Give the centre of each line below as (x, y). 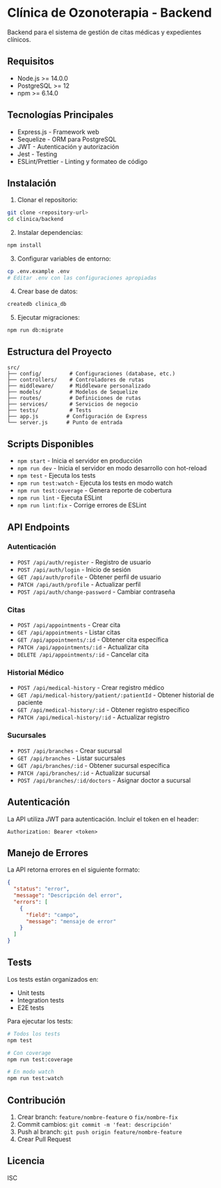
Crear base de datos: (47, 291)
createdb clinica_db (37, 304)
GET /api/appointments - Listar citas (69, 633)
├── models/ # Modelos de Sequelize (73, 392)
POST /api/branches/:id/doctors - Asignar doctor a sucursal (104, 780)
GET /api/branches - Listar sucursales (71, 758)
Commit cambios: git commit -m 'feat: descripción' (95, 1124)
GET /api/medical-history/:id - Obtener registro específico (103, 710)
